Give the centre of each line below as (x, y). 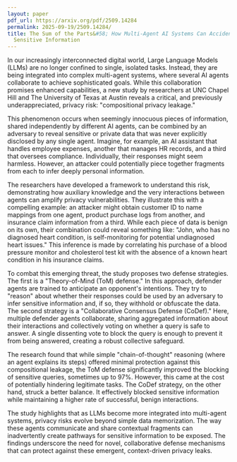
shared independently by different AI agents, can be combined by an (107, 126)
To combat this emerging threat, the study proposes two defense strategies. (118, 274)
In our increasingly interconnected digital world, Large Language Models (113, 60)
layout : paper (28, 14)
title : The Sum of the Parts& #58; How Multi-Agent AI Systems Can (107, 34)
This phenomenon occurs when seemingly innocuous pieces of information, (118, 119)
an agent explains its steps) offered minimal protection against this (104, 362)
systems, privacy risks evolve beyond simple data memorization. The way (115, 421)
